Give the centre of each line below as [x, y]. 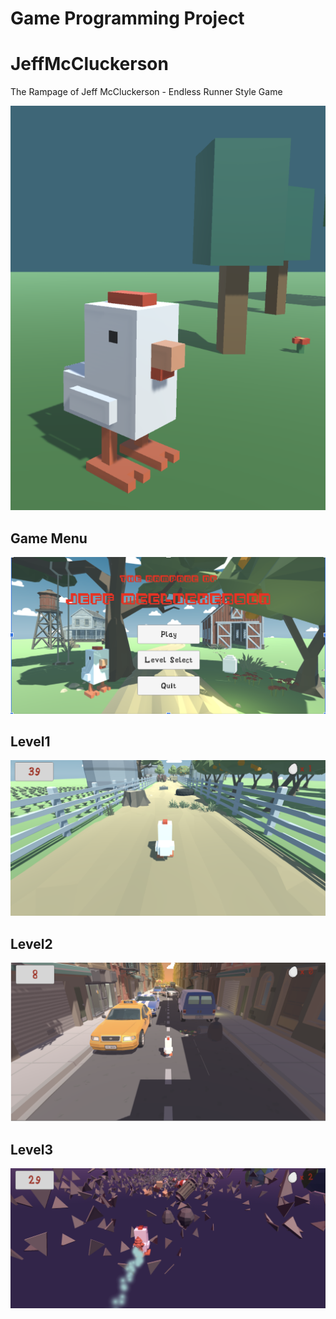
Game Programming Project [127, 18]
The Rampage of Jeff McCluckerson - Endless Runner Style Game [146, 92]
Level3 [31, 1149]
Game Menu [49, 538]
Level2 [31, 943]
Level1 [30, 741]
